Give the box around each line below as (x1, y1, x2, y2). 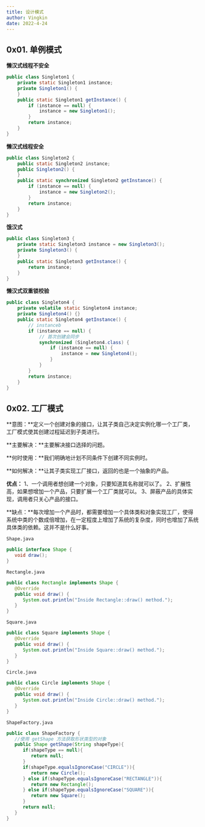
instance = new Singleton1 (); (38, 108, 116, 114)
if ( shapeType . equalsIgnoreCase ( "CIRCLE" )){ (22, 764, 135, 770)
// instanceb (28, 322, 62, 328)
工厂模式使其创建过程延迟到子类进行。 (6, 428, 103, 436)
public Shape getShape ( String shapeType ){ (14, 741, 124, 748)
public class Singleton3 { (6, 236, 75, 242)
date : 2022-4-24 (6, 20, 48, 26)
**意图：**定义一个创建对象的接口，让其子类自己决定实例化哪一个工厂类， (6, 421, 194, 428)
